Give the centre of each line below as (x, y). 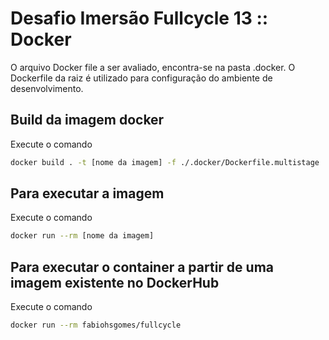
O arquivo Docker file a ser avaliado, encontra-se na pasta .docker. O (153, 67)
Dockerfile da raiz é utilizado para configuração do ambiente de (141, 78)
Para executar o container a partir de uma (142, 267)
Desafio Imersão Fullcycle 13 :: (139, 18)
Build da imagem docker (87, 120)
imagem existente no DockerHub (115, 282)
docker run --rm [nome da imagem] (82, 236)
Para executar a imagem (87, 193)
